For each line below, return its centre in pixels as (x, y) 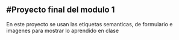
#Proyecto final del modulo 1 (61, 10)
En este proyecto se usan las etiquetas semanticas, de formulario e (89, 24)
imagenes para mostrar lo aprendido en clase (63, 30)
